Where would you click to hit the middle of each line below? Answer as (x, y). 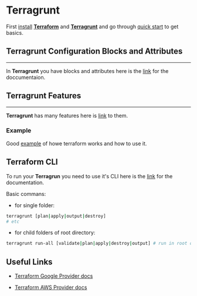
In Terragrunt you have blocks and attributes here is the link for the (87, 71)
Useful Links (29, 262)
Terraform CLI (32, 162)
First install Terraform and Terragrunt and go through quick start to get (92, 26)
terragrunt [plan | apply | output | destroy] (56, 216)
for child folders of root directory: (55, 232)
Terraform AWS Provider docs (51, 287)
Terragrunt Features (44, 96)
